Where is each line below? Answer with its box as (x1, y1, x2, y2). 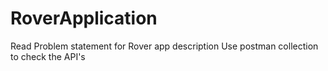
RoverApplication (10, 7, 158, 30)
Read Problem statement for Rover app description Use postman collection (10, 40, 319, 52)
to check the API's (10, 50, 86, 62)
